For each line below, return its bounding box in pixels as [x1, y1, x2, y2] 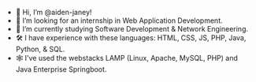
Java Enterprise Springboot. [15, 65, 107, 74]
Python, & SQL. [15, 44, 65, 54]
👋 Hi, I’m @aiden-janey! [15, 8, 92, 17]
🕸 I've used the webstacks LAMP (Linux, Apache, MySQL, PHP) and [15, 54, 239, 62]
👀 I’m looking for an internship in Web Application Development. [15, 16, 223, 25]
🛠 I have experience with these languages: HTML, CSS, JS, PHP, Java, [15, 33, 247, 43]
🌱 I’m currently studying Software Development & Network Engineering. [15, 24, 249, 33]
